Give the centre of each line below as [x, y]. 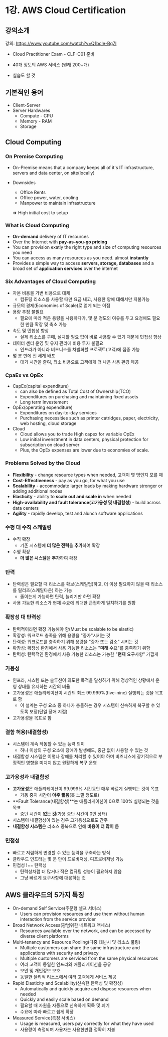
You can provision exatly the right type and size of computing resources [87, 247]
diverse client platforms [44, 936]
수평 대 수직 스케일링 [28, 527]
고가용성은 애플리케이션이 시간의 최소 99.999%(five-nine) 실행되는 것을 [83, 692]
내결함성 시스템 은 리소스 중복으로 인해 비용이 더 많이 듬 [66, 826]
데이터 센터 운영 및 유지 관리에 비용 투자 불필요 [58, 343]
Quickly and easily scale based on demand [64, 999]
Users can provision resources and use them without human [82, 914]
